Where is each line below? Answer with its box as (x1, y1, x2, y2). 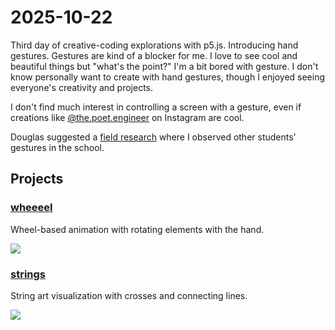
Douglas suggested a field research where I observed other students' (10, 131, 297, 143)
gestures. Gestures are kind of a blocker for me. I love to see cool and (10, 49, 298, 61)
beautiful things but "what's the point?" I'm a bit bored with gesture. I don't (10, 60, 319, 72)
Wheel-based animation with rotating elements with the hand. (10, 223, 265, 235)
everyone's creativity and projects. (10, 81, 154, 93)
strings (10, 267, 47, 281)
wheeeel (10, 201, 53, 215)
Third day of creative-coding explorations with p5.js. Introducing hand (10, 39, 299, 51)
